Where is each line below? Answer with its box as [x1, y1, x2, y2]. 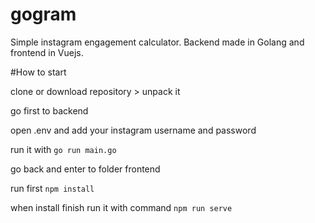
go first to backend [10, 104, 89, 117]
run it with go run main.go [10, 143, 117, 155]
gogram [10, 3, 77, 26]
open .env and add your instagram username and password [10, 124, 257, 136]
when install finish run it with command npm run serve [10, 201, 233, 213]
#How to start [10, 66, 67, 78]
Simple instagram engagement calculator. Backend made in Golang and [10, 36, 305, 48]
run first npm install [10, 182, 95, 194]
